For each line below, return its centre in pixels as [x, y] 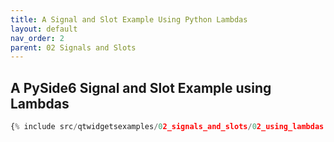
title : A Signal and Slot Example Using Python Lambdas [129, 19]
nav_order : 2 [37, 38]
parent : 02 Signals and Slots [73, 47]
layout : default [44, 29]
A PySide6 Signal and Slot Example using [141, 87]
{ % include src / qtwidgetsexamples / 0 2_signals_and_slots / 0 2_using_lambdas [167, 127]
